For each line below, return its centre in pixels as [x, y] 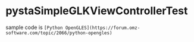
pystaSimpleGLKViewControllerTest [97, 11]
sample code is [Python [34, 27]
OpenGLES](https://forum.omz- [103, 28]
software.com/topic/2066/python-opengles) [59, 33]
